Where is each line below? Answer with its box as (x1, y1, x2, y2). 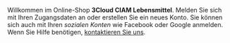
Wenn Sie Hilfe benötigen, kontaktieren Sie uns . (7, 28, 146, 36)
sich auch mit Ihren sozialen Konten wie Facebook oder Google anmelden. (7, 21, 224, 28)
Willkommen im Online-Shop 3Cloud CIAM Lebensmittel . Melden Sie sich (7, 6, 222, 14)
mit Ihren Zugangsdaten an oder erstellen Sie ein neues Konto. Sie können (7, 13, 223, 21)
